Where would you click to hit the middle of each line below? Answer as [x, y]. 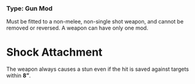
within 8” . [19, 76]
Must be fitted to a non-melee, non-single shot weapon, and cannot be [95, 22]
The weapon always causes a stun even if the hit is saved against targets [98, 69]
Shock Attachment [54, 52]
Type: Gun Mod [29, 8]
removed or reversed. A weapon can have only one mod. [77, 28]
